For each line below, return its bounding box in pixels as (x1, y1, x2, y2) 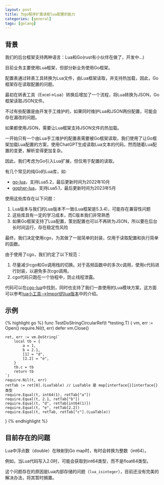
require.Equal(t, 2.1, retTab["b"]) (5, 397, 80, 401)
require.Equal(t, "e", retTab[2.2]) (5, 405, 80, 410)
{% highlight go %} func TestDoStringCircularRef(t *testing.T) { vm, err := (5, 320, 153, 326)
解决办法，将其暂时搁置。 (5, 475, 57, 481)
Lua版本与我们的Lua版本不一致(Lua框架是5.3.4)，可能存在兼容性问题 (12, 206, 151, 212)
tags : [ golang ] (5, 21, 36, 26)
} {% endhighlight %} (5, 418, 48, 424)
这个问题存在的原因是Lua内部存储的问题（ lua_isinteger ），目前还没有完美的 (5, 468, 159, 474)
